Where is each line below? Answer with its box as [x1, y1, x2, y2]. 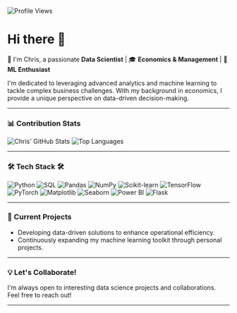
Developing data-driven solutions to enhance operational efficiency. [17, 228, 215, 236]
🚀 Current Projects [7, 212, 72, 222]
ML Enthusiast [7, 65, 51, 73]
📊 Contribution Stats [7, 118, 81, 128]
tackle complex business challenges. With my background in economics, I [7, 86, 222, 94]
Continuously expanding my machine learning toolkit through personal [17, 235, 222, 244]
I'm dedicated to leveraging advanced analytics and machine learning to [7, 78, 217, 87]
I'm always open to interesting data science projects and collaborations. [7, 283, 217, 292]
